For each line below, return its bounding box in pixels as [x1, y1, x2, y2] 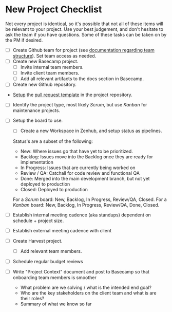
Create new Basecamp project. [12, 58, 79, 64]
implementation [20, 159, 54, 165]
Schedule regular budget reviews [12, 258, 83, 264]
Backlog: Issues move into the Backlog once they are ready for [20, 153, 153, 160]
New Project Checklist [5, 4, 102, 15]
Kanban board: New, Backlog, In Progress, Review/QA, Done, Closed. [12, 201, 160, 208]
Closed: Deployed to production [20, 186, 88, 192]
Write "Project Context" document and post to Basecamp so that [12, 268, 150, 274]
